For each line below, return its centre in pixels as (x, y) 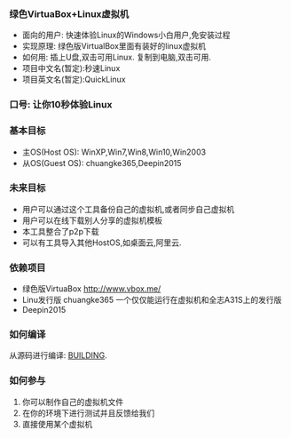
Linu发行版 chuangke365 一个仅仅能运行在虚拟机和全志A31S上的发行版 (152, 300)
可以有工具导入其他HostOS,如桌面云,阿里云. (102, 243)
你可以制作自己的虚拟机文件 (73, 402)
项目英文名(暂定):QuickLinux (74, 80)
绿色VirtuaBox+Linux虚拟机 (69, 13)
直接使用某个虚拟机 (57, 424)
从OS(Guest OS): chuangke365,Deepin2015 (102, 163)
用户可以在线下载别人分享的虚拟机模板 (92, 220)
